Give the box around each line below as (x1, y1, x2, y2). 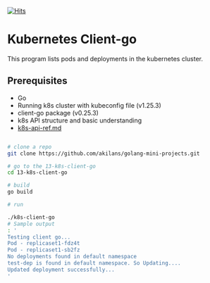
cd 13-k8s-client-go (7, 169, 68, 176)
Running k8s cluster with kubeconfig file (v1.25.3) (17, 101, 162, 109)
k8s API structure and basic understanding (17, 116, 142, 125)
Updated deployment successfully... (7, 266, 115, 273)
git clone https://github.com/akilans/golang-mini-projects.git (7, 150, 200, 157)
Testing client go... (7, 233, 71, 241)
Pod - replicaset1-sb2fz (7, 246, 80, 253)
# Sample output (7, 220, 55, 227)
